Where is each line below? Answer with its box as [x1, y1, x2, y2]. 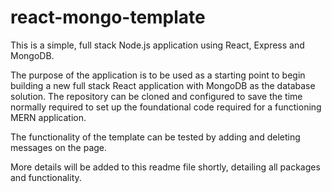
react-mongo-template [10, 6, 206, 29]
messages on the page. [10, 141, 108, 153]
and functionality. [10, 171, 82, 183]
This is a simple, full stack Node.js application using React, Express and [10, 39, 305, 51]
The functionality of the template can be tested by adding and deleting [10, 131, 301, 143]
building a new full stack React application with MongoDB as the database [10, 79, 316, 91]
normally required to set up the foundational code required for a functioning [10, 101, 322, 113]
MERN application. [10, 111, 87, 123]
